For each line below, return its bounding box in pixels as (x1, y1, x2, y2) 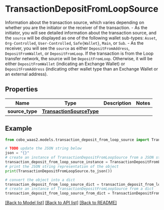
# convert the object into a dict (5, 177, 76, 182)
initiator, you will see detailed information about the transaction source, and (5, 30, 157, 35)
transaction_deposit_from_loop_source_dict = (5, 182, 99, 187)
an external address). (5, 71, 48, 77)
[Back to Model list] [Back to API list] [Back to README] (5, 200, 117, 206)
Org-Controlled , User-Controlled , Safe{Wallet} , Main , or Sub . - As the (5, 40, 144, 46)
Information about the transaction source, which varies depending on (5, 19, 144, 25)
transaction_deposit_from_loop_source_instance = (5, 159, 108, 165)
